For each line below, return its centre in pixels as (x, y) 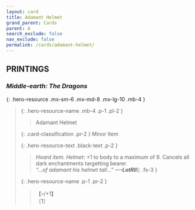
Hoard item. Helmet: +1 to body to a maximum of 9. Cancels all (112, 157)
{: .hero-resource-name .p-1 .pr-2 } (64, 181)
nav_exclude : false (30, 39)
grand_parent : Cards (32, 23)
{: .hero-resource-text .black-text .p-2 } (69, 145)
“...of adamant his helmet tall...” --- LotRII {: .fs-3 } (97, 169)
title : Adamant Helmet (34, 17)
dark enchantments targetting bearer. (82, 163)
